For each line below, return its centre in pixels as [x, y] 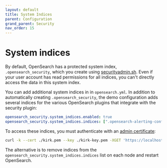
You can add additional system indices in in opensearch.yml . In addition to [80, 92]
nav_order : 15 [20, 28]
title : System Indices [29, 14]
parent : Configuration [29, 19]
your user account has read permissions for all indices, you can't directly [80, 77]
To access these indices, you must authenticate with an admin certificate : [81, 131]
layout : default [22, 10]
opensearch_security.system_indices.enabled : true [59, 117]
